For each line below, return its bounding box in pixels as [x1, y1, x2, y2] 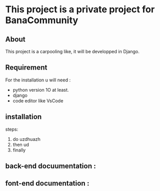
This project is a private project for [5, 4, 155, 15]
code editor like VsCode [12, 97, 64, 103]
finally [12, 147, 26, 153]
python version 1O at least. [12, 87, 69, 93]
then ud [12, 141, 29, 147]
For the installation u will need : [5, 77, 71, 83]
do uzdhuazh [12, 136, 41, 142]
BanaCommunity [5, 14, 78, 26]
